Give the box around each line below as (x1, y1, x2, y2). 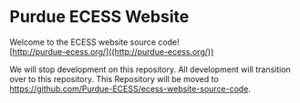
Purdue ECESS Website (9, 6, 190, 27)
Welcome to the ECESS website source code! (9, 36, 180, 47)
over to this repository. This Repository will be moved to (9, 73, 219, 84)
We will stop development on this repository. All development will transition (9, 64, 292, 75)
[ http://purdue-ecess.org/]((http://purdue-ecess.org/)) (9, 46, 214, 57)
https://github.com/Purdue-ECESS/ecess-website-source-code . (9, 83, 251, 94)
